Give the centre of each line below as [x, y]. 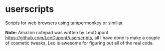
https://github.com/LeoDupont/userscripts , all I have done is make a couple [83, 38]
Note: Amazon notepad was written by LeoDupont [57, 32]
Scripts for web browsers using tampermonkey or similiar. [64, 23]
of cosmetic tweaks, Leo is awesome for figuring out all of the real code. [80, 43]
